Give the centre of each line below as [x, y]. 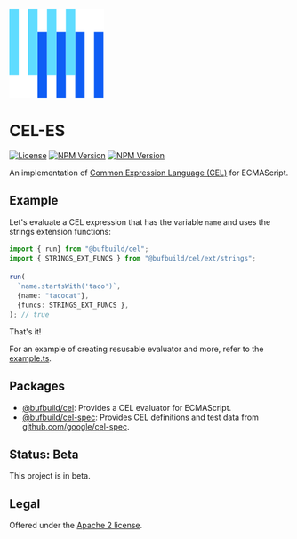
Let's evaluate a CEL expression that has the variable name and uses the [140, 221]
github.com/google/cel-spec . [76, 426]
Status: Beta [44, 454]
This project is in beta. [50, 476]
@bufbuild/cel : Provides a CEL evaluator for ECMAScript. [127, 407]
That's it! [25, 331]
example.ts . [30, 358]
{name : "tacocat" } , [53, 296]
